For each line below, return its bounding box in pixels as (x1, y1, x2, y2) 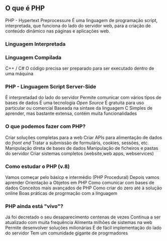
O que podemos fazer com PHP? (5, 123, 86, 130)
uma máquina (5, 71, 34, 77)
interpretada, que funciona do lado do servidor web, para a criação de (5, 23, 151, 29)
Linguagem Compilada (5, 54, 62, 61)
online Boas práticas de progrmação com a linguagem (5, 190, 118, 196)
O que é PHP (5, 4, 45, 13)
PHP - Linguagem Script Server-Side (5, 83, 97, 90)
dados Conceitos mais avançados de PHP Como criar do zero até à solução (5, 185, 162, 191)
